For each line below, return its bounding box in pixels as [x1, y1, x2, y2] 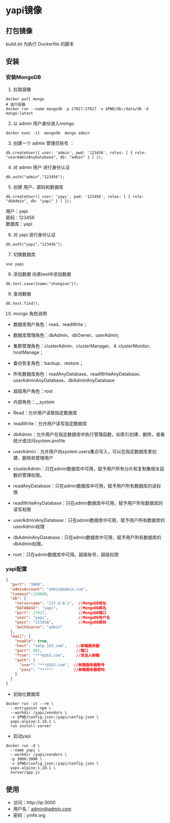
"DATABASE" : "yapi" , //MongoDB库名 [15, 606, 107, 611]
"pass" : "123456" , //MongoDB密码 [15, 620, 107, 625]
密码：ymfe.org [13, 812, 46, 818]
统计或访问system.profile [13, 437, 65, 444]
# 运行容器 [6, 102, 26, 107]
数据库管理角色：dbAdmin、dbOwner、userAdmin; [13, 332, 119, 338]
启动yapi [13, 733, 31, 739]
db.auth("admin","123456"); [6, 174, 65, 180]
